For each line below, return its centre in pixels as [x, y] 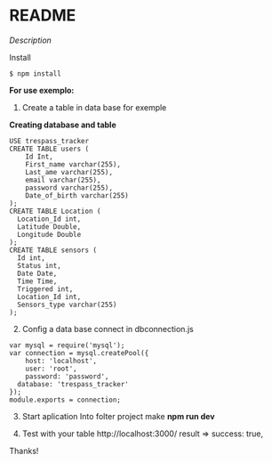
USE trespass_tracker [49, 141]
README [43, 16]
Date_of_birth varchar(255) [77, 195]
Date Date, [37, 273]
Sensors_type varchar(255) [67, 305]
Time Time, [37, 281]
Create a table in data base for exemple [94, 107]
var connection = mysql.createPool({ [79, 353]
